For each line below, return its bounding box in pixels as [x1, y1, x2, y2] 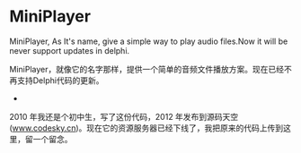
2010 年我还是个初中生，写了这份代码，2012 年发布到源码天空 [9, 111, 239, 122]
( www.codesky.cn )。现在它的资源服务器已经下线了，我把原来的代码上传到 [9, 123, 284, 133]
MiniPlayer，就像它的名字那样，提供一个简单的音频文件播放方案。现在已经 [9, 64, 285, 74]
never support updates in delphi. [9, 45, 130, 55]
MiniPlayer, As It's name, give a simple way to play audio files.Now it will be [9, 36, 288, 47]
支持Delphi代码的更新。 [16, 74, 104, 86]
